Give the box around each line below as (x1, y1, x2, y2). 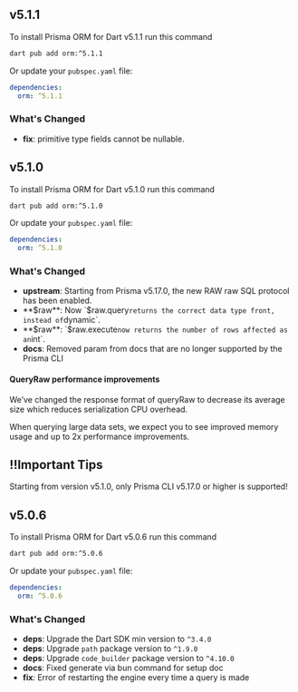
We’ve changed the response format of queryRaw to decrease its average (9, 394, 285, 404)
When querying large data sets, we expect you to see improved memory (9, 421, 279, 432)
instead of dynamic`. (22, 315, 101, 326)
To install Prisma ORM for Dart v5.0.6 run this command (9, 531, 217, 542)
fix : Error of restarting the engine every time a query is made (22, 672, 250, 683)
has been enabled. (22, 295, 92, 307)
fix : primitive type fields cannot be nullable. (22, 133, 185, 144)
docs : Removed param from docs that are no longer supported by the (22, 344, 283, 355)
